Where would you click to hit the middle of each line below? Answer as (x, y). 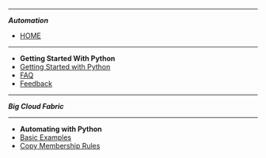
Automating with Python (61, 129)
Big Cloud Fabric (36, 106)
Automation (28, 20)
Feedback (36, 83)
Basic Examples (46, 137)
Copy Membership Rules (60, 146)
